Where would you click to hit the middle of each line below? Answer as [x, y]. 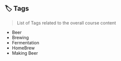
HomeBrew [23, 48]
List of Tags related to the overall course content [66, 23]
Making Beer [25, 53]
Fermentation [26, 42]
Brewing [20, 37]
